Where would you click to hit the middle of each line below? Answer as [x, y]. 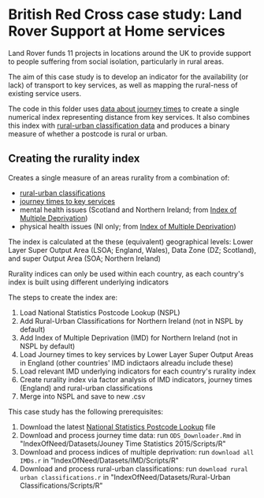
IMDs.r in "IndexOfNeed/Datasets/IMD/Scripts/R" [99, 460]
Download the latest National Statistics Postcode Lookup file [117, 426]
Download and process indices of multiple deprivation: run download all [137, 452]
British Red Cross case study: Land [125, 15]
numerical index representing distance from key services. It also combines [129, 117]
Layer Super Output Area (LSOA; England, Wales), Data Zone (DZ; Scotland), [132, 250]
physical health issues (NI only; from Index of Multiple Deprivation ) [128, 226]
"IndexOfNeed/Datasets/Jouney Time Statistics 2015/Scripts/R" [123, 444]
